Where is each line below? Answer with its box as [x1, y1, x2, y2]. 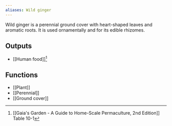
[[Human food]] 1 [12, 55, 48, 62]
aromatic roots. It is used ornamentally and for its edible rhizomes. [5, 27, 145, 33]
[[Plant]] [12, 84, 31, 90]
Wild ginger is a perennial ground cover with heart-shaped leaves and [5, 21, 153, 28]
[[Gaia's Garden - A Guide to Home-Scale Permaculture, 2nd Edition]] [12, 110, 160, 116]
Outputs [5, 42, 32, 51]
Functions [5, 71, 38, 80]
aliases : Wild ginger [5, 7, 52, 13]
